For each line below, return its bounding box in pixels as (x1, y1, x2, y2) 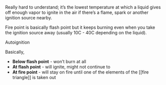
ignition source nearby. (5, 15, 52, 20)
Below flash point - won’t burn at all (12, 59, 87, 64)
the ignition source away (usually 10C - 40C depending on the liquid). (5, 30, 147, 35)
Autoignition (5, 39, 30, 45)
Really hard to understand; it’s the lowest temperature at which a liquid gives (5, 4, 161, 10)
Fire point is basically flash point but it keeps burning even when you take (5, 24, 155, 30)
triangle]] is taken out (12, 75, 56, 80)
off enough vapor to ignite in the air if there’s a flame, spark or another (5, 9, 149, 15)
